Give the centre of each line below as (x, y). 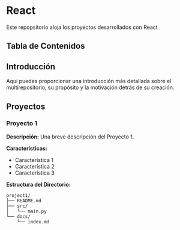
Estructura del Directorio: (38, 184)
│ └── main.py (26, 211)
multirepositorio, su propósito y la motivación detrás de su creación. (90, 87)
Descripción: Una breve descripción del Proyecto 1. (70, 137)
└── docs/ (19, 216)
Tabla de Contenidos (46, 46)
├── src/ (17, 206)
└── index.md (33, 222)
